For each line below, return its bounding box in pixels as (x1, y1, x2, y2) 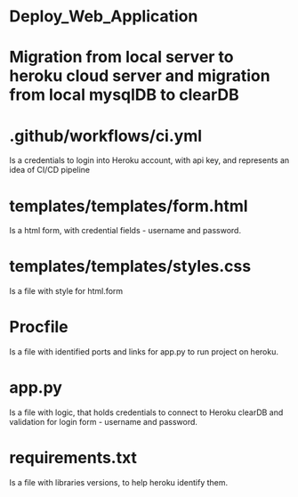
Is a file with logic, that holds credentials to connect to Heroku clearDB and (9, 407, 284, 418)
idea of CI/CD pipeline (9, 165, 91, 175)
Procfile (9, 317, 68, 338)
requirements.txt (9, 448, 138, 468)
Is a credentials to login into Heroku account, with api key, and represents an (9, 155, 290, 166)
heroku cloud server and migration (9, 66, 270, 86)
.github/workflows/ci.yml (9, 126, 203, 146)
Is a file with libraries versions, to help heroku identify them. (9, 477, 229, 487)
